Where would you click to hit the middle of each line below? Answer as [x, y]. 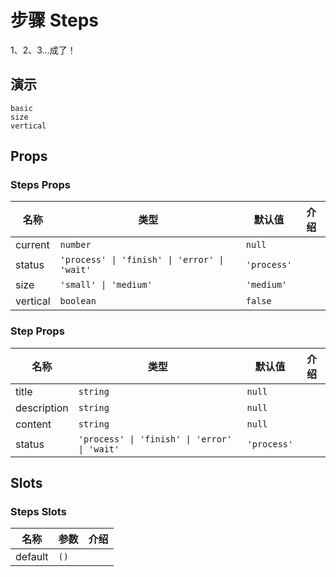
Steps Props [41, 185]
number [75, 245]
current [32, 245]
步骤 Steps [54, 20]
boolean [78, 301]
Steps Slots [38, 512]
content [33, 424]
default [32, 557]
